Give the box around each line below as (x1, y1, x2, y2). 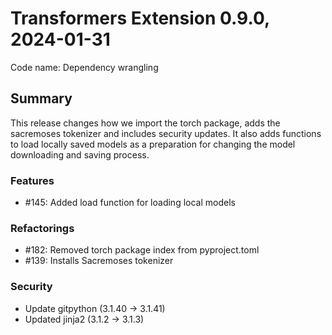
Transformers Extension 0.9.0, (10, 7, 270, 30)
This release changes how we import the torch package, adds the (10, 117, 281, 129)
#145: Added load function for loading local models (24, 197, 236, 209)
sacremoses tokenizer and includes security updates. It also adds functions (10, 127, 322, 139)
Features (10, 173, 55, 187)
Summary (10, 90, 73, 107)
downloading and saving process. (10, 148, 150, 161)
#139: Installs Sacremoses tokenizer (24, 255, 174, 267)
